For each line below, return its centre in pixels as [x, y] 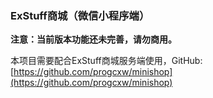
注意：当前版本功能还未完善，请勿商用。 [93, 39]
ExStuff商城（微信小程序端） [80, 15]
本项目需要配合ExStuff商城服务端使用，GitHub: [106, 61]
